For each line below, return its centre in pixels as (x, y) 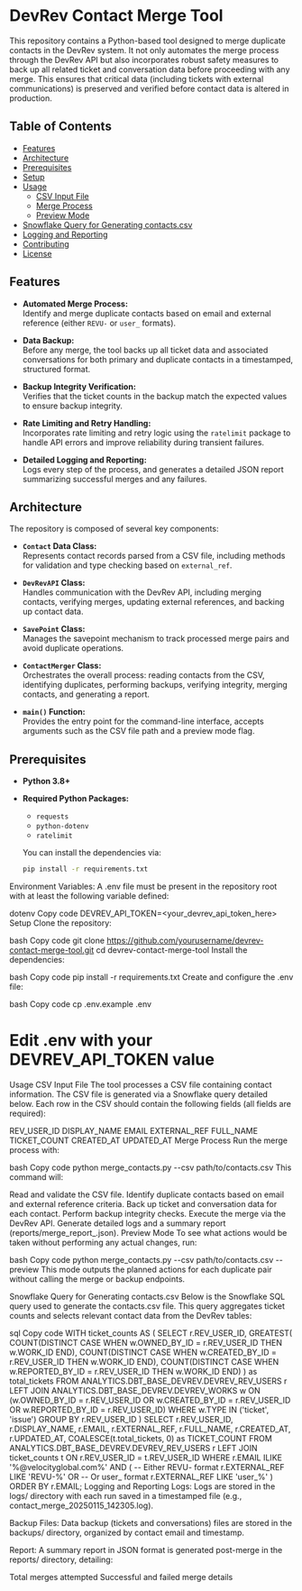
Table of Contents (61, 127)
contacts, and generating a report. (86, 694)
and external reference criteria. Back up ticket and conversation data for (143, 1204)
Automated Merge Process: (75, 304)
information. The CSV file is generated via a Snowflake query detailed (139, 1094)
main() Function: (54, 712)
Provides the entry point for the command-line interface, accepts (143, 721)
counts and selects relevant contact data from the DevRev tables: (131, 1316)
